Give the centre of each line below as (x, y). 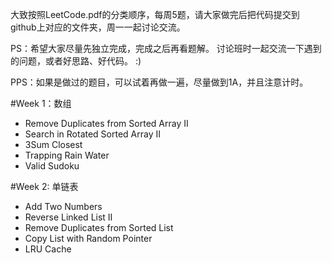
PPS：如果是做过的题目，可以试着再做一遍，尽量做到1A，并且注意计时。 (159, 82)
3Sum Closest (53, 144)
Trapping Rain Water (67, 155)
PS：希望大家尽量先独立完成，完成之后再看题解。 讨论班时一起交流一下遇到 (166, 48)
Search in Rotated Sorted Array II (92, 134)
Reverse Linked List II (68, 217)
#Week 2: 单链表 (44, 186)
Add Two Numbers (63, 206)
